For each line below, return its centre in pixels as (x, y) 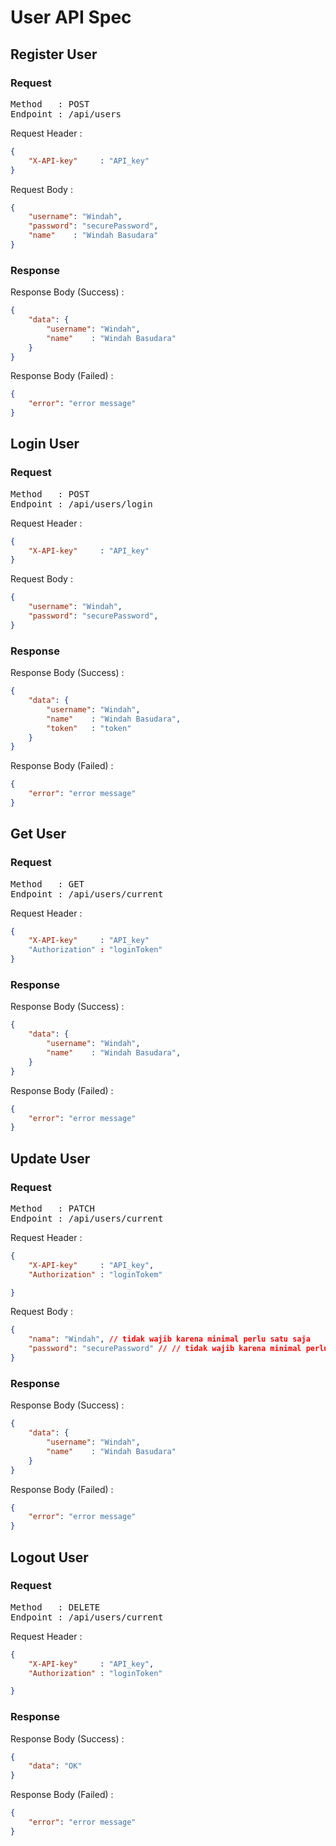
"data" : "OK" (55, 1766)
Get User (38, 834)
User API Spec (71, 17)
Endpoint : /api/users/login (81, 504)
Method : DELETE (55, 1607)
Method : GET (47, 884)
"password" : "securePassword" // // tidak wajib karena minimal (165, 1349)
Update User (50, 1158)
